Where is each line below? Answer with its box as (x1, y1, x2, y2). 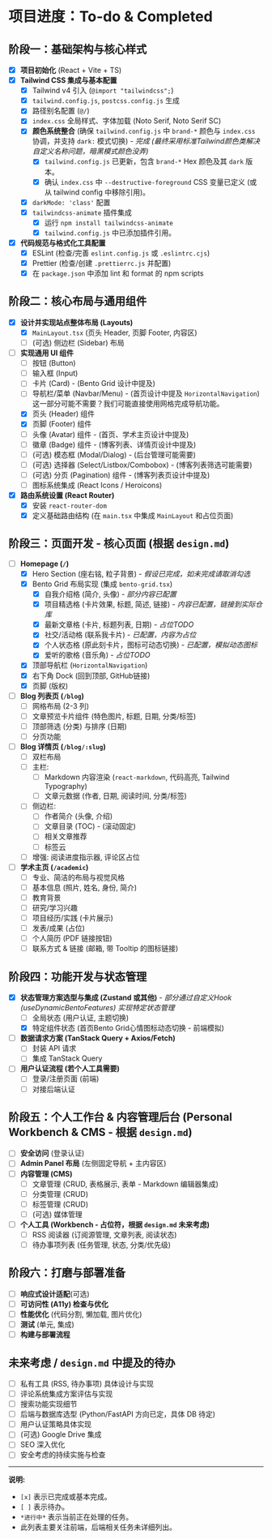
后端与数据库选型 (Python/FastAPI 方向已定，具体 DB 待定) (19, 1409, 216, 1419)
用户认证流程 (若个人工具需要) (19, 1064, 120, 1074)
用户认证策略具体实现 (19, 1420, 91, 1430)
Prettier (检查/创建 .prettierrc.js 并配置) (32, 258, 172, 268)
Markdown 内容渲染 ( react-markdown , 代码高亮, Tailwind (44, 772, 230, 782)
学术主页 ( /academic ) (19, 862, 89, 872)
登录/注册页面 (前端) (32, 1074, 100, 1083)
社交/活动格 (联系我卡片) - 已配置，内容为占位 (44, 630, 197, 640)
